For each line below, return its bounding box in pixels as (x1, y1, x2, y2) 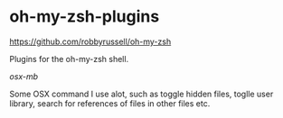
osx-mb (9, 70, 39, 82)
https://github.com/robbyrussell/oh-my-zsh (9, 36, 172, 47)
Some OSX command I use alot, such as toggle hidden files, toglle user (9, 88, 274, 99)
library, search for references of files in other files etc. (9, 97, 211, 109)
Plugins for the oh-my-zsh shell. (9, 53, 129, 64)
